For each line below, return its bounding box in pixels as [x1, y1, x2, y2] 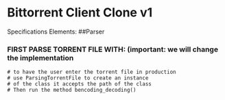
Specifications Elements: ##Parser [7, 27, 105, 36]
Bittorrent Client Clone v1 [7, 5, 153, 21]
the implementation [7, 53, 74, 62]
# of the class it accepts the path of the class [7, 81, 152, 88]
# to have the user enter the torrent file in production [7, 68, 176, 76]
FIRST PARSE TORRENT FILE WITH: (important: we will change [7, 45, 218, 54]
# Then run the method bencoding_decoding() [7, 87, 137, 94]
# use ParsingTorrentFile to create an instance [7, 75, 149, 82]
